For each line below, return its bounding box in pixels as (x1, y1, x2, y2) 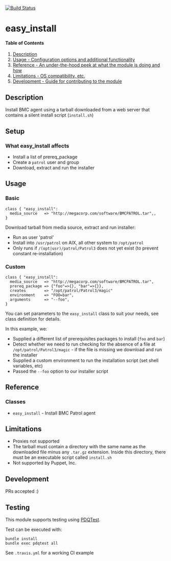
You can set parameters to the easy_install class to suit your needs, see (5, 310, 159, 316)
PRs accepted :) (5, 488, 39, 495)
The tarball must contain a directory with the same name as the (12, 444, 146, 450)
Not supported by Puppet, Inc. (12, 460, 77, 466)
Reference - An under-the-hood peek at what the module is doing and (12, 62, 160, 68)
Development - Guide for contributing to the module (12, 78, 123, 84)
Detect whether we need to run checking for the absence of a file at (12, 341, 156, 347)
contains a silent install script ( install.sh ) (5, 112, 94, 118)
